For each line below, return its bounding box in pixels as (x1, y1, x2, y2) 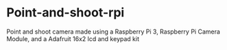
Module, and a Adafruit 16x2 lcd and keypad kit (6, 34, 140, 42)
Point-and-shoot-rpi (6, 5, 125, 21)
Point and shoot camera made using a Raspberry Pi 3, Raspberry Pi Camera (6, 27, 221, 36)
